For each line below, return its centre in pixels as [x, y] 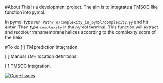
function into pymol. [25, 12]
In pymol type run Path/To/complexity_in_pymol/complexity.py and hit [77, 22]
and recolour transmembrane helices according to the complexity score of [81, 32]
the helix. [14, 37]
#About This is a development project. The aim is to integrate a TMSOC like [81, 7]
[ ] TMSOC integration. [28, 66]
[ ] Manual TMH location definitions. [41, 56]
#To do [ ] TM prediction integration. [42, 47]
